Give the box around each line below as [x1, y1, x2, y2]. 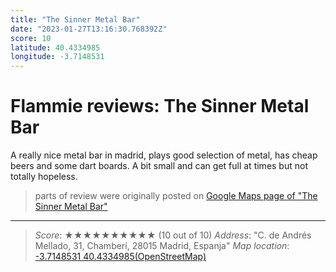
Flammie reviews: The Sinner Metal [10, 95, 310, 118]
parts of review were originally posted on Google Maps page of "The [34, 190, 318, 202]
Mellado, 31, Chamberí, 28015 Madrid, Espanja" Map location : [34, 240, 290, 252]
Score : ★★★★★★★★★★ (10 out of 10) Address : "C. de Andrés [34, 229, 312, 241]
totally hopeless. [10, 171, 78, 183]
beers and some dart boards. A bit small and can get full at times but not [10, 160, 308, 172]
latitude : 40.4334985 [10, 42, 101, 53]
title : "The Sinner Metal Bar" [10, 14, 141, 25]
